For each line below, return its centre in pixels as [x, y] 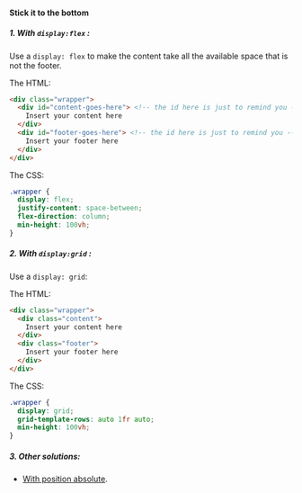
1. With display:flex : [50, 33]
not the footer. [36, 65]
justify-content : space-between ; [80, 208]
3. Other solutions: [45, 456]
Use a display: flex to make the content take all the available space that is [149, 56]
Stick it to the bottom [49, 13]
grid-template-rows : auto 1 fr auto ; [86, 419]
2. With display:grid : [50, 254]
